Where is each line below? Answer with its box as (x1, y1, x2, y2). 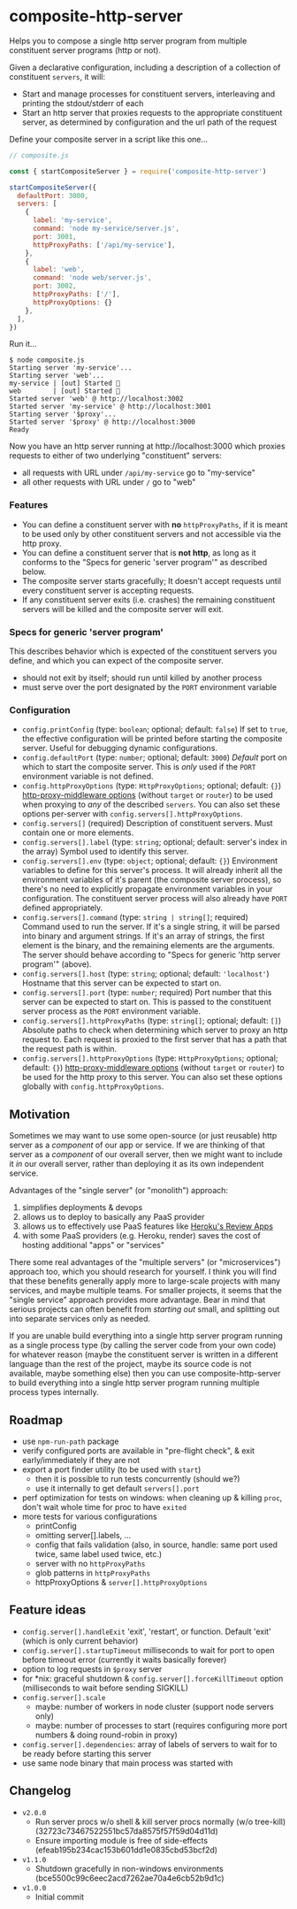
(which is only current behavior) (21, 1635, 139, 1646)
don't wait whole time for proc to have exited (21, 1501, 187, 1512)
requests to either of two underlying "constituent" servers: (9, 450, 223, 461)
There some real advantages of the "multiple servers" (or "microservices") (9, 1257, 281, 1268)
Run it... (9, 339, 37, 349)
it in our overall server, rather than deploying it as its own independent (9, 1159, 264, 1169)
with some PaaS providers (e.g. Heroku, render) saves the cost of (21, 1230, 261, 1241)
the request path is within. (21, 1044, 118, 1054)
